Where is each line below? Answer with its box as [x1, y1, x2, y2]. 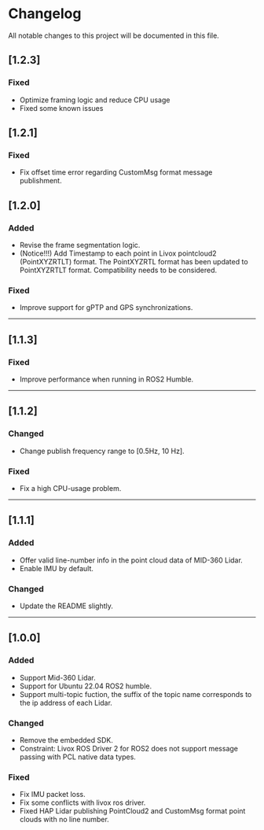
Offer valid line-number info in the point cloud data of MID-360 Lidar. [19, 555, 244, 565]
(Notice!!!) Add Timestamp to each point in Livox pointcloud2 [19, 249, 218, 258]
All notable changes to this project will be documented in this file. [8, 31, 220, 40]
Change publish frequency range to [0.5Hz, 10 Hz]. [19, 446, 185, 456]
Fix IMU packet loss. [19, 790, 86, 799]
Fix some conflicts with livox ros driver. [19, 798, 146, 807]
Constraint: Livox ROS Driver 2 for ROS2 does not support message [19, 743, 238, 753]
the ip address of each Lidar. [19, 698, 112, 707]
